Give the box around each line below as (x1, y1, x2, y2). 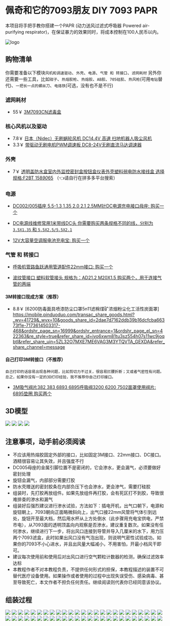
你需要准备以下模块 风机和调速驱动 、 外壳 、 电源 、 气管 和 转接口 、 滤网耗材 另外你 (5, 69, 162, 75)
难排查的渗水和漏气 (12, 497, 53, 503)
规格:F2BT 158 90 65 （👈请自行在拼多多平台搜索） (12, 174, 118, 181)
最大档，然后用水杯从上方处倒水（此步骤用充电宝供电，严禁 (39, 515, 164, 521)
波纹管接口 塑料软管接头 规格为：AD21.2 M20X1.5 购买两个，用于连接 (12, 275, 158, 281)
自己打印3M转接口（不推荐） (5, 356, 66, 362)
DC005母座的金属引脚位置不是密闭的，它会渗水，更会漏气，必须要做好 (12, 464, 161, 471)
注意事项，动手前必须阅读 (5, 437, 85, 446)
